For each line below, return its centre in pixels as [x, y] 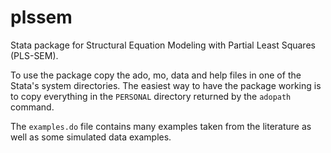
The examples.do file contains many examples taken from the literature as [161, 126]
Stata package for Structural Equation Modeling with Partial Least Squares [163, 45]
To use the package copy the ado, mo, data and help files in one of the [156, 75]
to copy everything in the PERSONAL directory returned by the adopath [151, 96]
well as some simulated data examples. [91, 137]
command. [32, 107]
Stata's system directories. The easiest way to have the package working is [166, 85]
